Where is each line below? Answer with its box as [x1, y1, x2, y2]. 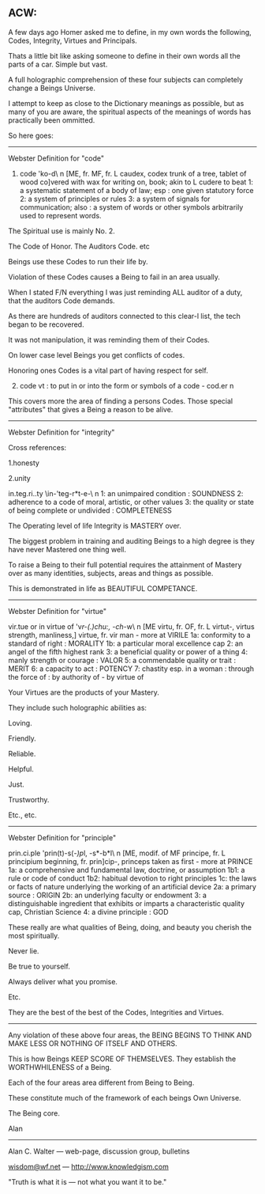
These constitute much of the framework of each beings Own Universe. [8, 1093, 242, 1102]
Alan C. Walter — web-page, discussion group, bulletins [8, 1147, 190, 1156]
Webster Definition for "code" [8, 154, 105, 163]
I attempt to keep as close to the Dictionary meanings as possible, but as [8, 98, 244, 108]
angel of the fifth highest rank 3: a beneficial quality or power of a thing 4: [8, 646, 248, 656]
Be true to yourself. [8, 961, 71, 971]
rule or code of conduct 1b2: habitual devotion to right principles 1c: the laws [8, 874, 257, 883]
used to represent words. [19, 210, 102, 220]
